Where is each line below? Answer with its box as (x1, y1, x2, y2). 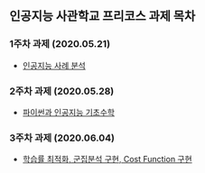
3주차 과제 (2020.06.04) (9, 132, 116, 144)
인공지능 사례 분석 (22, 59, 86, 70)
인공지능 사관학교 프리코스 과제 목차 (9, 8, 196, 24)
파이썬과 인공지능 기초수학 (22, 106, 116, 117)
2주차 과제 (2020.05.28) (9, 85, 115, 97)
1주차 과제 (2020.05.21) (9, 38, 111, 50)
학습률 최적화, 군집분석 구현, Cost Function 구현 (22, 154, 192, 165)
